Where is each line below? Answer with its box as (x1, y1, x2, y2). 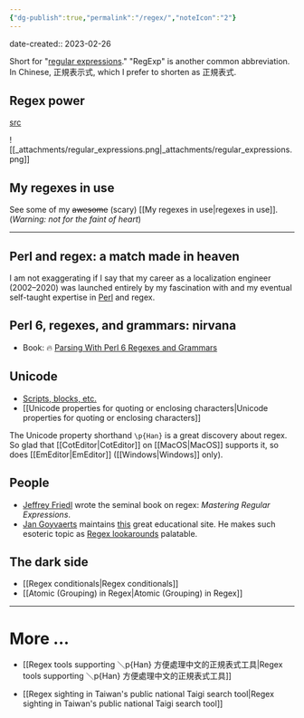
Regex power (9, 93, 86, 109)
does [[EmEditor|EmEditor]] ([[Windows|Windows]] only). (9, 449, 223, 460)
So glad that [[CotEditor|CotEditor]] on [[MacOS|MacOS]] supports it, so (9, 439, 279, 450)
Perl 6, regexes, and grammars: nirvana (9, 318, 237, 333)
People (9, 475, 50, 491)
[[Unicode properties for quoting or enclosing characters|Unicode (22, 402, 269, 413)
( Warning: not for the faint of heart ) (9, 214, 142, 225)
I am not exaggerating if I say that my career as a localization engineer (9, 273, 271, 283)
